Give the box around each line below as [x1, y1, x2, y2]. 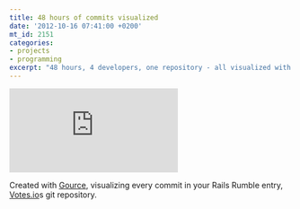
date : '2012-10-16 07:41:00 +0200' [9, 22, 143, 30]
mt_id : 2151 [9, 30, 54, 39]
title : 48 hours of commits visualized [9, 13, 159, 22]
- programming [9, 55, 63, 64]
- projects [9, 47, 50, 56]
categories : [9, 38, 54, 48]
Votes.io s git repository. [9, 189, 97, 200]
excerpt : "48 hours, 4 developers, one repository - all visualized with [9, 64, 292, 73]
